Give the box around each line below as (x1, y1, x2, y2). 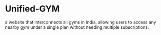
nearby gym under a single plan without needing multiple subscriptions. (5, 24, 149, 30)
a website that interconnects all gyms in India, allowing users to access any (5, 19, 156, 25)
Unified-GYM (5, 3, 60, 14)
